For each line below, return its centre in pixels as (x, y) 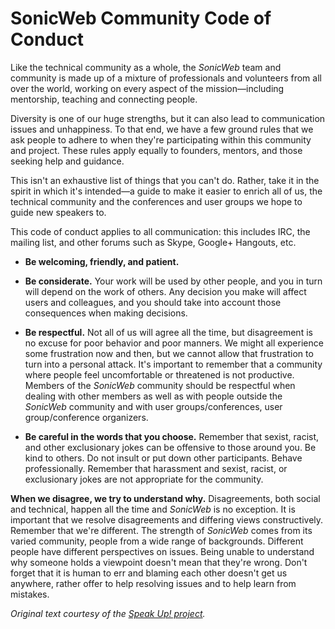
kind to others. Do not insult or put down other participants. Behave (163, 458)
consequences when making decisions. (106, 313)
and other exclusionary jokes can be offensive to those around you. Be (170, 447)
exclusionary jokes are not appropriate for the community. (144, 479)
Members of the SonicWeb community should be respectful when (160, 385)
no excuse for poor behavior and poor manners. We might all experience (174, 343)
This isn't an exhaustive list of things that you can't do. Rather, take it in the (165, 180)
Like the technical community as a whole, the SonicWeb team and (146, 67)
